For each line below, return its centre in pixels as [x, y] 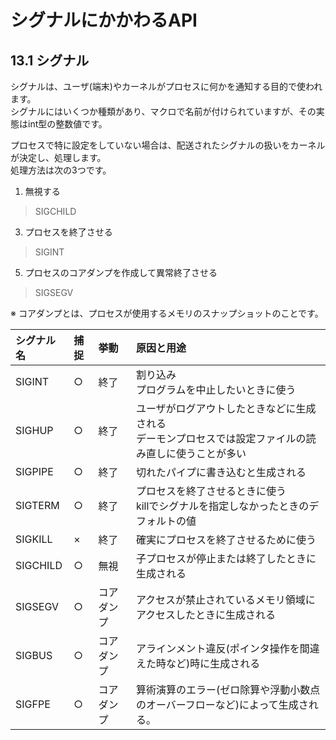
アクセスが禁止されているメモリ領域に [225, 599]
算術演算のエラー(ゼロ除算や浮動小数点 [228, 689]
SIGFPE [33, 704]
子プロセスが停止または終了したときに [226, 558]
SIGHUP [34, 430]
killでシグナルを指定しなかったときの [222, 506]
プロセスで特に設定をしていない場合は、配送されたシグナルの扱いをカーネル [168, 145]
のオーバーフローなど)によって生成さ [222, 704]
